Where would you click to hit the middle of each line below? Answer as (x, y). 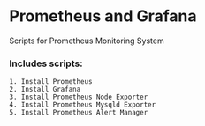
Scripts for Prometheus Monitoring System (87, 41)
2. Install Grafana (45, 90)
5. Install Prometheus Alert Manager (79, 113)
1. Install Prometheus (51, 82)
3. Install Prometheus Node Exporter (79, 97)
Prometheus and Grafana (103, 16)
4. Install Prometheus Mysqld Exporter (83, 105)
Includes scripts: (46, 63)
